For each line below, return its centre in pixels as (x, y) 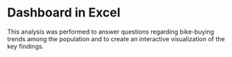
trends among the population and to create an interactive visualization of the (116, 38)
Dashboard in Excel (64, 13)
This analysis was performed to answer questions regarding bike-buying (111, 32)
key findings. (26, 46)
